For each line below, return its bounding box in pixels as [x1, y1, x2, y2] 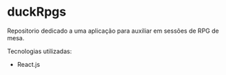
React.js [16, 60, 41, 68]
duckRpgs [7, 4, 67, 20]
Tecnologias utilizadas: [7, 47, 72, 55]
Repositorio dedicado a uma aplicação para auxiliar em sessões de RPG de [7, 27, 219, 35]
